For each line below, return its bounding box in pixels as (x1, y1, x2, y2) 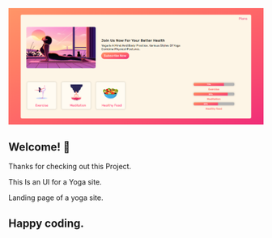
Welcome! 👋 (8, 140, 70, 154)
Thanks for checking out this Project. (8, 162, 132, 172)
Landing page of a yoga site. (8, 193, 104, 202)
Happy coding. (8, 216, 85, 230)
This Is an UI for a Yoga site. (8, 177, 103, 187)
